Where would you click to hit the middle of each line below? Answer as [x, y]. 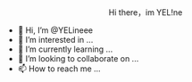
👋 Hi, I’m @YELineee [55, 30]
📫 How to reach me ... [59, 69]
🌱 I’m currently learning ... [65, 49]
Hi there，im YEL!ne [146, 12]
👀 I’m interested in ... [55, 40]
